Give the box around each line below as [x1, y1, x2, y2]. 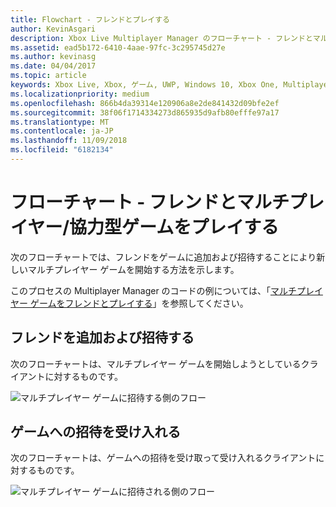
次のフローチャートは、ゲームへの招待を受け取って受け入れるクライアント [10, 452, 317, 464]
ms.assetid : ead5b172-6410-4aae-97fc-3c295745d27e [10, 42, 226, 53]
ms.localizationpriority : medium [10, 89, 150, 99]
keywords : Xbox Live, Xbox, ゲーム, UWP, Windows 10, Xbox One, [10, 80, 280, 90]
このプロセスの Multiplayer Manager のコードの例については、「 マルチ [10, 284, 297, 296]
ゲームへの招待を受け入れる [10, 424, 182, 441]
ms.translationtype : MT [10, 117, 110, 127]
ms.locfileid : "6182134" [10, 145, 114, 155]
